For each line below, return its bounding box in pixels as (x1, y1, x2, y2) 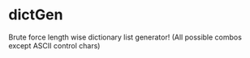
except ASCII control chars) (8, 40, 101, 50)
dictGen (8, 6, 63, 24)
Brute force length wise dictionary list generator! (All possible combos (8, 32, 242, 42)
